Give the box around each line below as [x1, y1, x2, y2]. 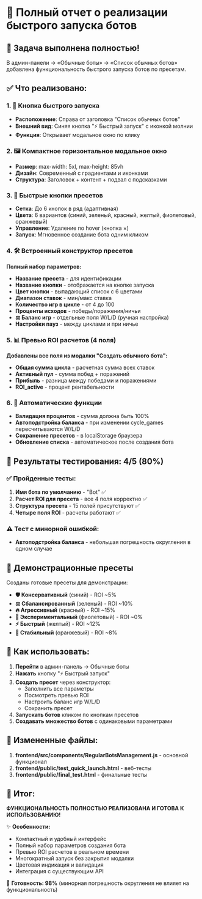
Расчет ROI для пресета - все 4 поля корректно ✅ [15, 495, 148, 502]
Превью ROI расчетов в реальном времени [15, 848, 129, 856]
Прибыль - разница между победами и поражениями [15, 376, 157, 384]
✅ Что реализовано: [6, 83, 87, 94]
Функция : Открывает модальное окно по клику [15, 131, 140, 138]
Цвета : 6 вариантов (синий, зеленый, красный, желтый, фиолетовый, [15, 211, 197, 219]
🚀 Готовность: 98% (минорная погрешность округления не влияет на [6, 879, 189, 887]
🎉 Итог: [6, 788, 35, 799]
